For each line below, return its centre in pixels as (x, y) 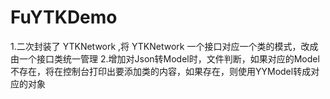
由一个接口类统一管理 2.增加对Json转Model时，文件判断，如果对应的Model (165, 58)
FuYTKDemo (64, 17)
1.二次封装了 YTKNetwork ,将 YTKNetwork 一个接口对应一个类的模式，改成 (164, 46)
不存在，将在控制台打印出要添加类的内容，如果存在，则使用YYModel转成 (161, 71)
